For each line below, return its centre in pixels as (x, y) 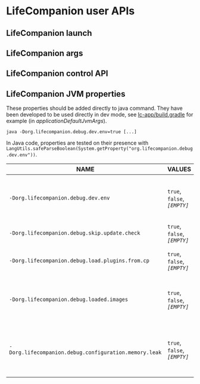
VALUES (179, 170)
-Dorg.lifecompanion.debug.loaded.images (69, 299)
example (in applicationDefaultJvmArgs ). (57, 121)
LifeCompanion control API (57, 74)
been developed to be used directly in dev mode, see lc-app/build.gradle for (100, 115)
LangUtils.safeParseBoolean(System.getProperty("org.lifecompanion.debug (100, 149)
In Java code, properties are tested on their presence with (77, 143)
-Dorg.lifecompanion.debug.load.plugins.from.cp (79, 261)
